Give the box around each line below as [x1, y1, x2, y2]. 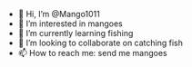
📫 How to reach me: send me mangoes [17, 48, 167, 58]
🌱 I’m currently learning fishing [17, 28, 134, 38]
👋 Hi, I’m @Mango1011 [17, 9, 100, 19]
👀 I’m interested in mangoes [17, 18, 123, 29]
